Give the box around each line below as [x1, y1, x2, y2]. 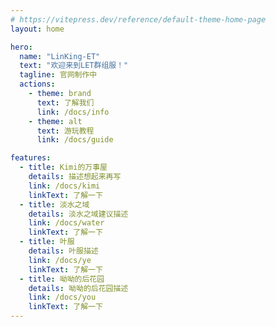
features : [10, 153, 52, 163]
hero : [10, 42, 33, 52]
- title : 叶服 [19, 237, 75, 247]
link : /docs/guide [36, 135, 114, 145]
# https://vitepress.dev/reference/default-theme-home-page [10, 14, 267, 25]
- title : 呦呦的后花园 [19, 274, 105, 284]
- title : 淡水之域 [19, 199, 90, 210]
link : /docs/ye [28, 255, 92, 265]
